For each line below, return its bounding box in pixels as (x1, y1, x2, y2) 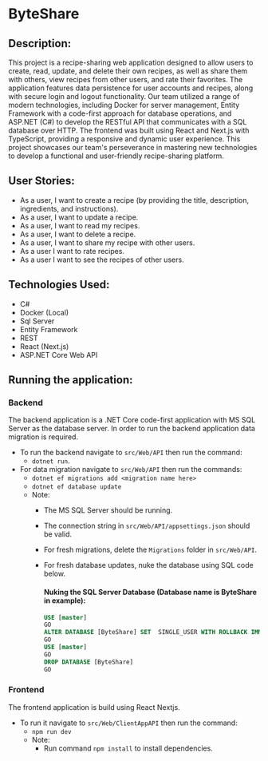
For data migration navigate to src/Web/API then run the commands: (19, 465, 242, 474)
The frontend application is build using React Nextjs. (8, 702, 181, 711)
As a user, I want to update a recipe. (19, 212, 139, 222)
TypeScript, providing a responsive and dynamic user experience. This (8, 134, 241, 144)
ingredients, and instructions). (19, 204, 119, 213)
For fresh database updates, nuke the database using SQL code (43, 561, 254, 570)
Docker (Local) (19, 307, 69, 317)
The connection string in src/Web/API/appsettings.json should (43, 521, 250, 531)
